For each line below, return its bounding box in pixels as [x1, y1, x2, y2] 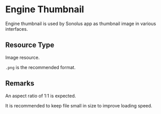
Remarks [5, 79, 35, 88]
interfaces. [5, 26, 28, 32]
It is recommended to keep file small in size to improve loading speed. [5, 102, 152, 108]
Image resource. [5, 54, 40, 60]
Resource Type [5, 41, 55, 50]
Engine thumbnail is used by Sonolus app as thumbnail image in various [5, 20, 156, 27]
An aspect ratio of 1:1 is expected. [5, 93, 76, 99]
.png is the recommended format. [5, 64, 76, 70]
